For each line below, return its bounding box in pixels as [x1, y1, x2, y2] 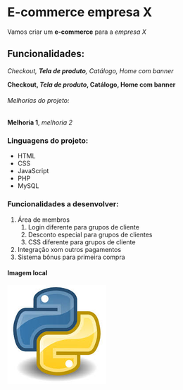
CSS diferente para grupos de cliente [27, 237, 136, 246]
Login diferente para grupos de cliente [27, 222, 139, 231]
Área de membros [17, 215, 70, 224]
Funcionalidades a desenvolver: [7, 199, 119, 209]
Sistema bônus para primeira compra [17, 253, 125, 261]
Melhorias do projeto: [7, 96, 70, 105]
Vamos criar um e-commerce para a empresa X [7, 27, 146, 36]
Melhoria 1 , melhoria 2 [7, 118, 72, 127]
